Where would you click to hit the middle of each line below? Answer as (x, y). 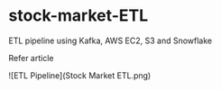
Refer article (31, 58)
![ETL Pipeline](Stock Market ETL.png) (80, 75)
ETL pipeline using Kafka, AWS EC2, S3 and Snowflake (110, 40)
